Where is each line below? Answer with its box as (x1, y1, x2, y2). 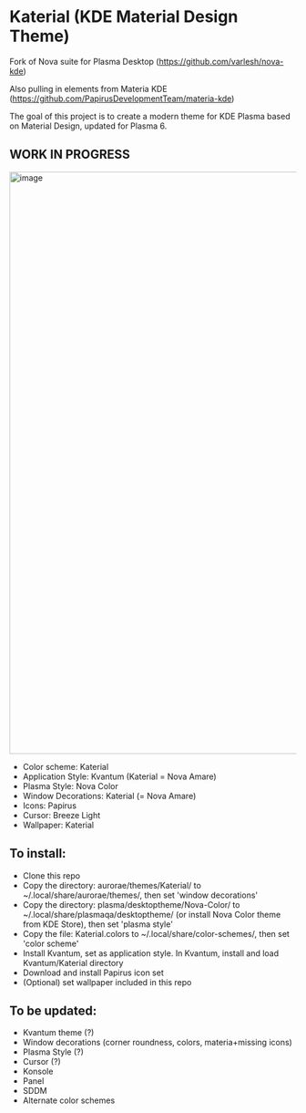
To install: (9, 846, 66, 861)
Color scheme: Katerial (22, 761, 109, 772)
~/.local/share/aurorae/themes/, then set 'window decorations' (22, 889, 258, 900)
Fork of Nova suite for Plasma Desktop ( (9, 56, 159, 67)
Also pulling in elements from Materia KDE (9, 83, 168, 94)
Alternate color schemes (22, 1095, 116, 1106)
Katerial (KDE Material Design (9, 6, 239, 27)
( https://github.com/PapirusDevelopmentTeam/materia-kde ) (9, 93, 235, 104)
